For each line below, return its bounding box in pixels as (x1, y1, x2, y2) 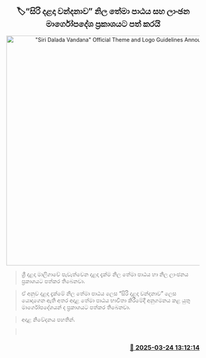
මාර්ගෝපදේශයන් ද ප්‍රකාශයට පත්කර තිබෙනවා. (21, 303, 131, 311)
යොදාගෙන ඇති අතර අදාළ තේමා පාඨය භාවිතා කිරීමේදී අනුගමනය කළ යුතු (21, 296, 191, 303)
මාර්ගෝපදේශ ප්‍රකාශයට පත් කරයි (45, 19, 161, 29)
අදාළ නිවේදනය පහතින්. (21, 316, 75, 323)
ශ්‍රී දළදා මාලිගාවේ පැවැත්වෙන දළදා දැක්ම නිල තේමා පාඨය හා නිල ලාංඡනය (21, 270, 189, 278)
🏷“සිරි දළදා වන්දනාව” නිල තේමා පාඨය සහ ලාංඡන (16, 6, 190, 17)
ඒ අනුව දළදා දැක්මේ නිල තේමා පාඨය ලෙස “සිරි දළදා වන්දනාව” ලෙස (21, 289, 177, 297)
